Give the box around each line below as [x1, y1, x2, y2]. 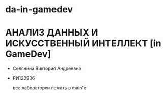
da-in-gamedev [5, 4, 73, 15]
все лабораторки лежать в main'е [12, 85, 87, 91]
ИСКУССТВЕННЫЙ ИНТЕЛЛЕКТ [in [5, 38, 161, 49]
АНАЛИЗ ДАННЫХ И [5, 27, 98, 39]
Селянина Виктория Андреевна [12, 65, 81, 72]
